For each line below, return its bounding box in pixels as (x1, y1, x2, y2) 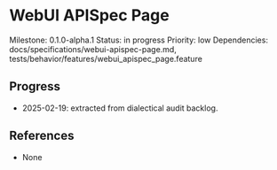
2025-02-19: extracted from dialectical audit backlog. (21, 103, 218, 113)
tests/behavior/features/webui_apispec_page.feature (9, 53, 202, 64)
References (9, 128, 75, 143)
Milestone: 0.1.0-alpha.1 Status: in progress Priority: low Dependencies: (9, 35, 269, 45)
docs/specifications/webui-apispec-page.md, (9, 43, 178, 54)
